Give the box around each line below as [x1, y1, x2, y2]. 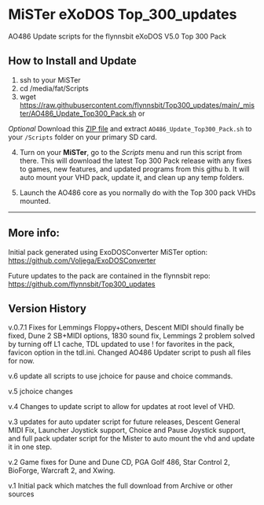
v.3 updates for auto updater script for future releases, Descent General [8, 417, 241, 426]
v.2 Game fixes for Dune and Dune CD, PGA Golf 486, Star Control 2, [8, 458, 230, 467]
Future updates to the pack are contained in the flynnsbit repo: [8, 271, 211, 280]
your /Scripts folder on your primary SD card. [8, 132, 157, 142]
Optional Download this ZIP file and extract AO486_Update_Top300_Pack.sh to [8, 123, 252, 133]
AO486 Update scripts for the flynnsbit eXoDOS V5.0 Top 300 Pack [8, 31, 226, 41]
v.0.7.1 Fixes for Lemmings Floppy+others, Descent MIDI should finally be [8, 323, 244, 332]
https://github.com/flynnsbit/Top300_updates [8, 279, 156, 289]
